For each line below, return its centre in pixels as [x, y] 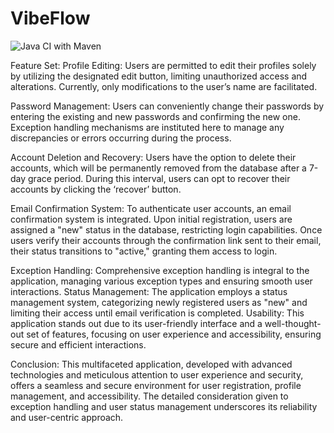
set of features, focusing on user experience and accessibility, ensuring [174, 334]
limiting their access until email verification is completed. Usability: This [157, 313]
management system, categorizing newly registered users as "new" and [159, 302]
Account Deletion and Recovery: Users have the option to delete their [153, 157]
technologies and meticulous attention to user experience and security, [157, 374]
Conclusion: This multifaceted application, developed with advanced [151, 364]
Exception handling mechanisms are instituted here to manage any [147, 127]
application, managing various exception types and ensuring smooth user [161, 281]
